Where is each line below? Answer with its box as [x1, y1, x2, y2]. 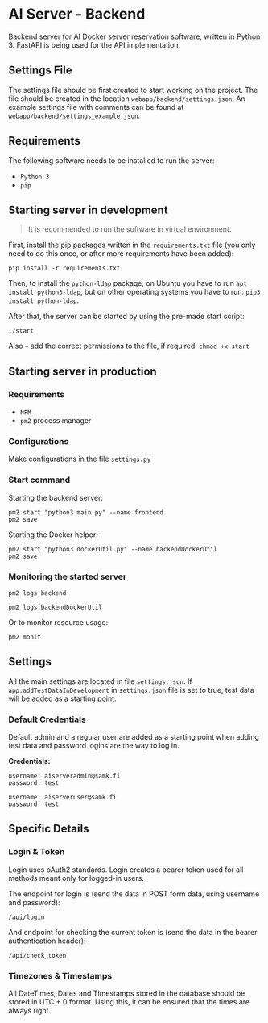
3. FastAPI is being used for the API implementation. [8, 40, 181, 49]
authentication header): [8, 936, 86, 945]
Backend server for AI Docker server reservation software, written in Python [8, 31, 261, 41]
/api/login [8, 913, 45, 921]
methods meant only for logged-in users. [8, 873, 145, 883]
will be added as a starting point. [8, 694, 117, 703]
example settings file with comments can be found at [8, 102, 184, 111]
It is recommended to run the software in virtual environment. [27, 224, 232, 234]
